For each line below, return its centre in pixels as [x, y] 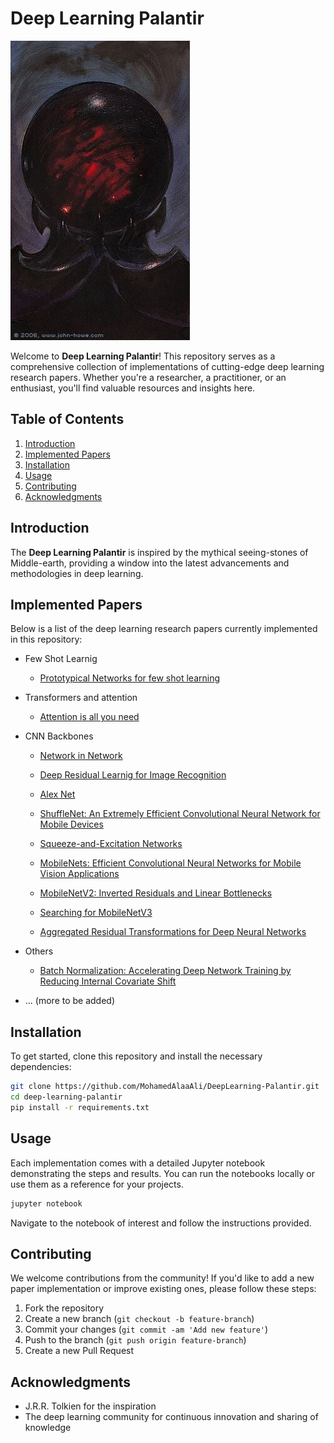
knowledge [48, 1428]
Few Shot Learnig [61, 659]
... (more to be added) [70, 1001]
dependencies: [41, 1067]
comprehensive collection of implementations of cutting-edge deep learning [167, 366]
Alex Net [57, 794]
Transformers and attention [81, 698]
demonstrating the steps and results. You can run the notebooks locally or [162, 1173]
